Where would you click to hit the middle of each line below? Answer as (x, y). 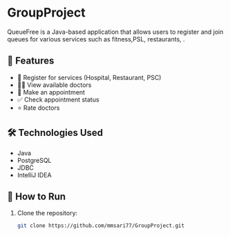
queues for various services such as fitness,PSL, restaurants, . (96, 39)
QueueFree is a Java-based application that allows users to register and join (115, 32)
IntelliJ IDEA (34, 175)
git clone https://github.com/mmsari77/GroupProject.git (101, 226)
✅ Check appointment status (58, 99)
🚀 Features (31, 61)
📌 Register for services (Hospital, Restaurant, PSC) (89, 77)
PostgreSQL (34, 160)
